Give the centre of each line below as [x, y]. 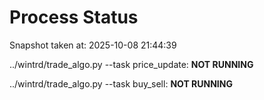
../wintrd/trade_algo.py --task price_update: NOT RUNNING [131, 64]
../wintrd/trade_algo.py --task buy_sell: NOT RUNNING [121, 83]
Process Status [74, 17]
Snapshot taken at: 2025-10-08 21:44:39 [93, 45]
